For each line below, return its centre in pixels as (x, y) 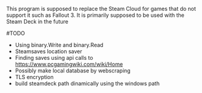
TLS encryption (34, 77)
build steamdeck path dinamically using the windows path (87, 83)
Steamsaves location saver (49, 51)
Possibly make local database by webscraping (73, 71)
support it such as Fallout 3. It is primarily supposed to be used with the (95, 15)
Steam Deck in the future (37, 21)
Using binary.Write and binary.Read (59, 45)
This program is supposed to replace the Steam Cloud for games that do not (101, 9)
